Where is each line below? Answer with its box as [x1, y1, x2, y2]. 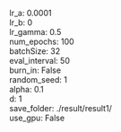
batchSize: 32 [9, 46, 61, 57]
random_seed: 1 [9, 75, 67, 84]
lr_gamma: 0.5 [9, 27, 62, 37]
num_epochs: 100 [9, 36, 74, 47]
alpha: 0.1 [9, 84, 44, 94]
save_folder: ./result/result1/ [9, 103, 112, 113]
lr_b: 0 [9, 17, 33, 28]
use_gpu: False [9, 112, 65, 123]
